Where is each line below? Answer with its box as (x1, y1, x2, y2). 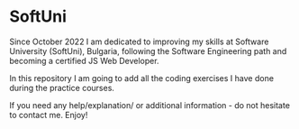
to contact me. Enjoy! (9, 109, 88, 120)
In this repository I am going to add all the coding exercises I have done (9, 72, 275, 83)
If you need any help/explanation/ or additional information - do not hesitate (9, 99, 291, 110)
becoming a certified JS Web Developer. (9, 55, 159, 66)
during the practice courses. (9, 82, 115, 93)
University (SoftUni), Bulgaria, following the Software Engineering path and (9, 45, 287, 56)
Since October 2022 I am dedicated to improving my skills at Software (9, 36, 269, 47)
